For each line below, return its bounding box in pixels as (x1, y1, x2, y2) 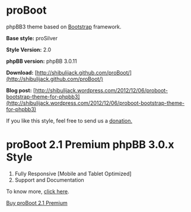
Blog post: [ (6, 86, 36, 94)
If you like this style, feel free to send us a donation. (6, 117, 132, 124)
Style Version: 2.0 (6, 46, 52, 53)
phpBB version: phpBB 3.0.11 (6, 57, 77, 65)
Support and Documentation (14, 176, 84, 184)
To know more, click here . (6, 188, 69, 195)
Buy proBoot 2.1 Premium (6, 199, 68, 206)
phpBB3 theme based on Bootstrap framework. (6, 23, 122, 30)
